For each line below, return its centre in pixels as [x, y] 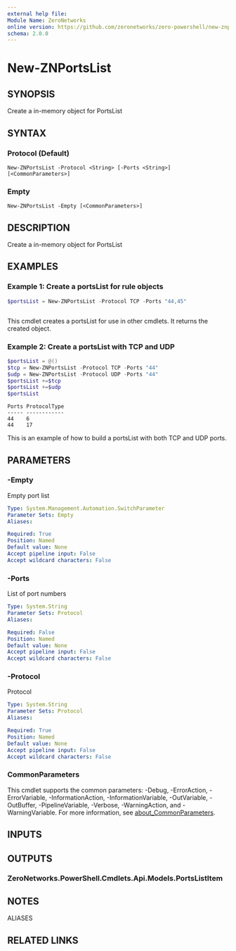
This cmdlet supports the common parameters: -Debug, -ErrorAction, [108, 790]
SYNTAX [27, 133]
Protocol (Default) [39, 153]
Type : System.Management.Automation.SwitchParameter [86, 508]
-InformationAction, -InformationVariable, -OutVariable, [129, 797]
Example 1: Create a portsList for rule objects [85, 287]
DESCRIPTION [39, 228]
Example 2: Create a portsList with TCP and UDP [91, 347]
